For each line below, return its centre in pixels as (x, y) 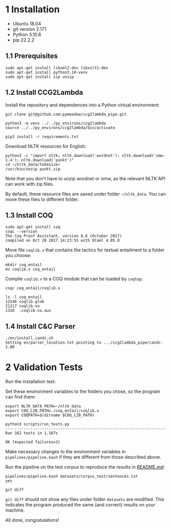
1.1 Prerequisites (32, 56)
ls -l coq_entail (24, 297)
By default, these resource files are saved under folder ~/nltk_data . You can (86, 194)
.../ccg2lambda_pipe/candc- (133, 343)
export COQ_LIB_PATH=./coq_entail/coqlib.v (52, 411)
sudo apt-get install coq (33, 227)
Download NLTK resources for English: (46, 146)
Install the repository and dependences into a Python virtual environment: (82, 105)
